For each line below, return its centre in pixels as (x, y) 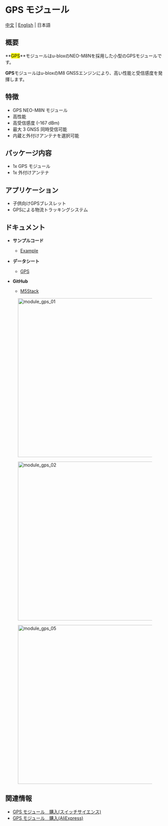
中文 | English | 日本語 (28, 25)
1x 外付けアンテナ (31, 172)
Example (29, 251)
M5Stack (29, 291)
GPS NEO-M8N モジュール (40, 110)
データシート (26, 261)
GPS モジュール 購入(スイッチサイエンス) (57, 812)
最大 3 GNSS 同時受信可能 (40, 129)
